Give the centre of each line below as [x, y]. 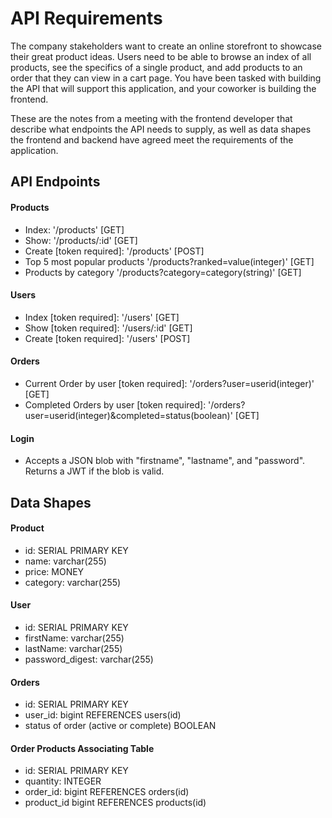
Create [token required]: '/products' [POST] [114, 251]
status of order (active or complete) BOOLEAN [120, 726]
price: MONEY [54, 571]
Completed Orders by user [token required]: [115, 404]
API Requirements [86, 18]
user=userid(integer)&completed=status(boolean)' [128, 415]
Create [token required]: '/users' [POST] [107, 338]
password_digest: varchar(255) [89, 659]
